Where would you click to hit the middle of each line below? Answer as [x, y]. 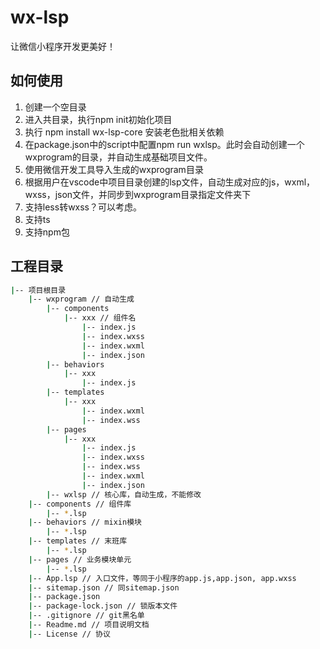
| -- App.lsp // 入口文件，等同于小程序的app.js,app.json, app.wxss [162, 578]
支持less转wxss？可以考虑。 [83, 207]
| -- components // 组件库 [80, 504]
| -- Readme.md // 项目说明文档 [89, 625]
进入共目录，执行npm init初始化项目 [98, 119]
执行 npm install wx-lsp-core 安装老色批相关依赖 [124, 132]
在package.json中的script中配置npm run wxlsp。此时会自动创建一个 [164, 144]
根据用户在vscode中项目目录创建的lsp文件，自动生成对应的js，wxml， [170, 182]
